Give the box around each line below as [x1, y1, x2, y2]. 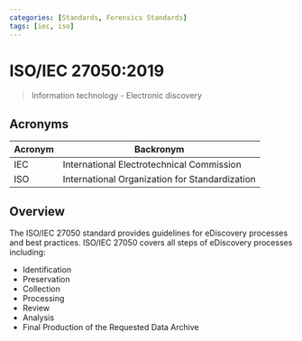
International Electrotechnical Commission [62, 159, 242, 171]
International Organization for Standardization [62, 173, 256, 186]
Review [22, 303, 50, 314]
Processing [22, 293, 65, 304]
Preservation [22, 274, 70, 285]
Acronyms [9, 116, 69, 132]
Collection [22, 283, 60, 294]
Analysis [22, 312, 55, 323]
